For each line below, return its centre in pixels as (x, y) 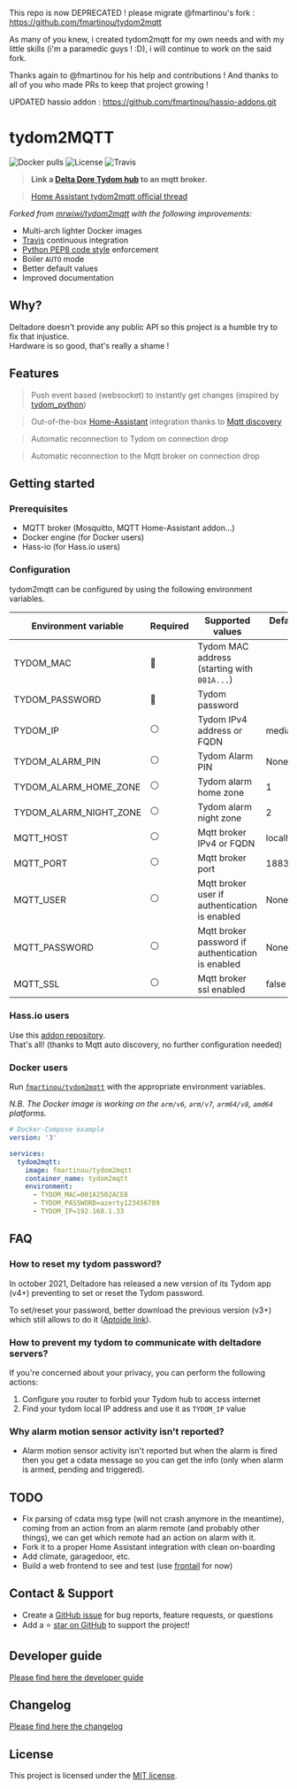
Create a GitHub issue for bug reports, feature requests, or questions (148, 1615)
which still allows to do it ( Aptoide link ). (80, 1319)
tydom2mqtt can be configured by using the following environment (131, 589)
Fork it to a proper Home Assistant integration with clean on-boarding (148, 1546)
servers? (29, 1353)
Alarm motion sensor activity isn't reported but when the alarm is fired (150, 1451)
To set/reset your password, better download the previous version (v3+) (141, 1310)
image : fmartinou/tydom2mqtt (79, 1170)
